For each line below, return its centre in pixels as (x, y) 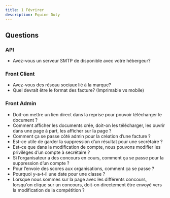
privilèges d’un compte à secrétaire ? (51, 152)
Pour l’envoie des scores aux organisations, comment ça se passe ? (83, 169)
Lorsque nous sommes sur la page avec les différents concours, (80, 179)
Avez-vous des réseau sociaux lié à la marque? (62, 85)
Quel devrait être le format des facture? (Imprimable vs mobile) (78, 90)
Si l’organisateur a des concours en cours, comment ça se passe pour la (88, 157)
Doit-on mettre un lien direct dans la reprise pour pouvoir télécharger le (87, 114)
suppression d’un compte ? (41, 163)
